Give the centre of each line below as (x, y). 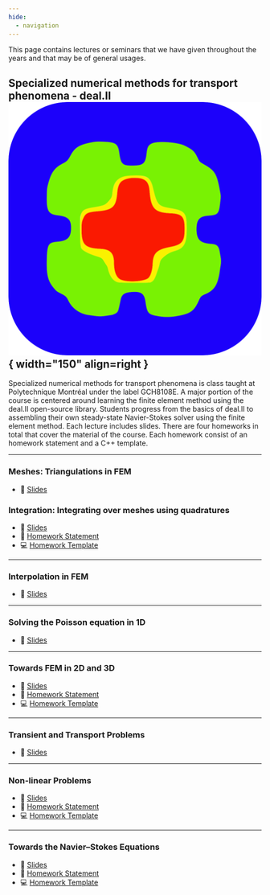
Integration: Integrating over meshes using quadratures (119, 510)
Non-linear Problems (50, 781)
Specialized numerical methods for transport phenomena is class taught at (132, 384)
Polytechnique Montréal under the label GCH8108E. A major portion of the (131, 392)
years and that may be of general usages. (77, 58)
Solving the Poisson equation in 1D (77, 622)
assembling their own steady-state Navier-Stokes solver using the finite (127, 417)
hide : (17, 17)
